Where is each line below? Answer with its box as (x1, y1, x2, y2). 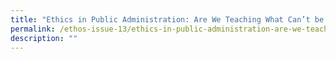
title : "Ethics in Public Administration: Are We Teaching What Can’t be (10, 14, 325, 25)
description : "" (10, 33, 78, 43)
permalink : (10, 24, 56, 34)
